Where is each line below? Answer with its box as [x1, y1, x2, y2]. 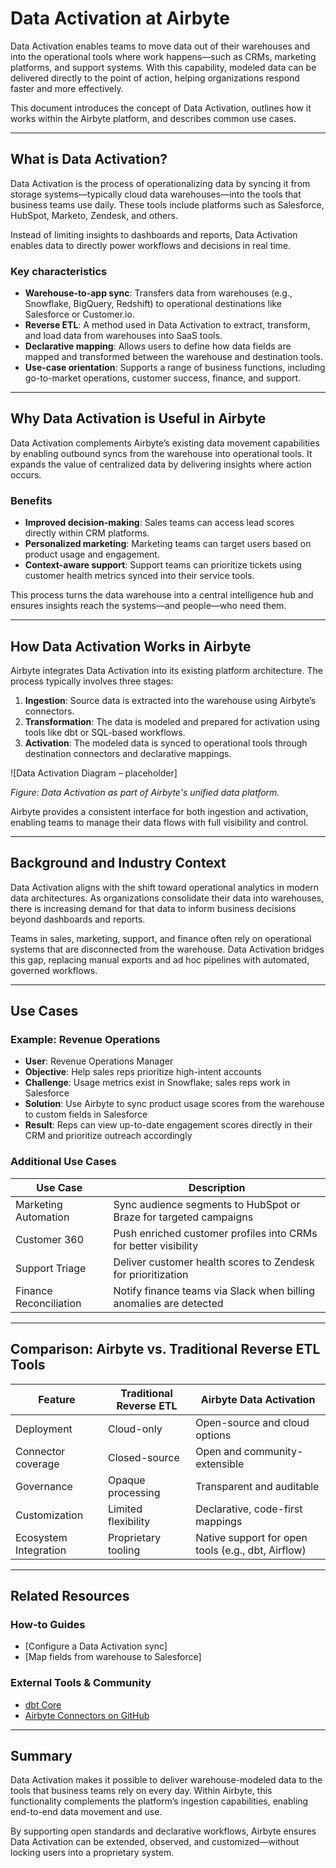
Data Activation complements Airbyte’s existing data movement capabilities [10, 437, 320, 449]
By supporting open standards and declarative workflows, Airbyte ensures [10, 1825, 317, 1837]
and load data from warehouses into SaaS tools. [24, 330, 223, 342]
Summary [10, 1747, 73, 1764]
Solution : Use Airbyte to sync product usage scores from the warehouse [24, 1098, 325, 1110]
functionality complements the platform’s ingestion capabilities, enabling [10, 1795, 309, 1807]
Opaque [107, 1473, 146, 1487]
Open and [195, 1444, 242, 1458]
